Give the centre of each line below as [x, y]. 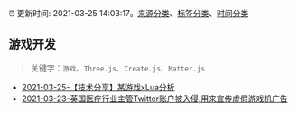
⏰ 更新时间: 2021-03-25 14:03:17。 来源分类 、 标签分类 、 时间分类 [129, 13]
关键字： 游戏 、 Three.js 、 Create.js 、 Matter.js [117, 68]
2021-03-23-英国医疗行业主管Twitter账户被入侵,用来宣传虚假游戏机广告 [154, 99]
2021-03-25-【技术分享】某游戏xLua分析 [98, 87]
